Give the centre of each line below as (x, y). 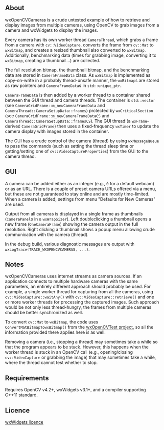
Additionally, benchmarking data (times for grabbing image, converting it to (81, 55)
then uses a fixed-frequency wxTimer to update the (108, 126)
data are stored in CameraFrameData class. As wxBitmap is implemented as (78, 75)
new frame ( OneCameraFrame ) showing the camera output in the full (71, 224)
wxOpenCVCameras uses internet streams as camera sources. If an (73, 276)
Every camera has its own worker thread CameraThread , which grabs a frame (82, 40)
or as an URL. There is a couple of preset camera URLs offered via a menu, (81, 189)
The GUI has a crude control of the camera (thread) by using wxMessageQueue (82, 141)
